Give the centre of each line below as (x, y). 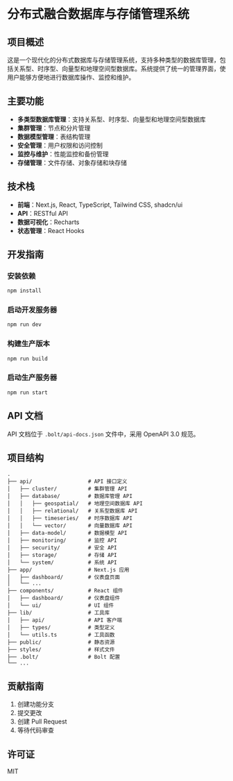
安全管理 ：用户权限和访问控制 (60, 145)
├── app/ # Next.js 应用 (68, 570)
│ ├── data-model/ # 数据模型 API (67, 533)
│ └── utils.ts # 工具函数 (61, 635)
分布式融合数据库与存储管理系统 (98, 14)
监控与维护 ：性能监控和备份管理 (63, 154)
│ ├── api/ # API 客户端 (65, 620)
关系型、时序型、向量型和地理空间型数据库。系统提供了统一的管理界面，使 (119, 69)
